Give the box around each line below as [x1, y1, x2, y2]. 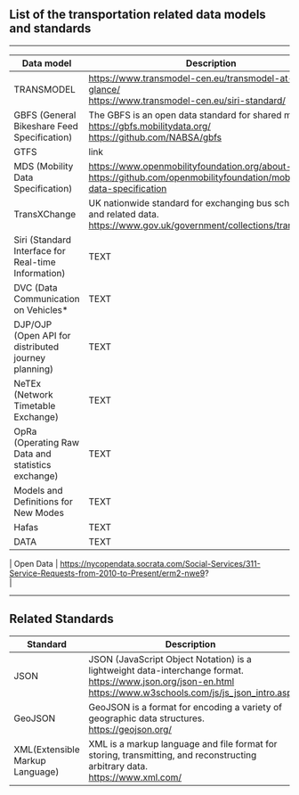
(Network [13, 388, 53, 400]
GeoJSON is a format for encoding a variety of [88, 701, 283, 713]
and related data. [88, 208, 159, 220]
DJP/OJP [13, 318, 53, 331]
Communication [13, 292, 80, 305]
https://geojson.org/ [88, 723, 172, 735]
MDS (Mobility [13, 160, 74, 172]
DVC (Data [13, 281, 58, 293]
